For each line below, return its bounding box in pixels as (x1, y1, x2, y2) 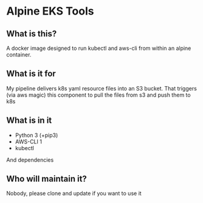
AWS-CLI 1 (15, 138, 43, 145)
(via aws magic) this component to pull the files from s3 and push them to (6, 91, 191, 98)
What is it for (6, 69, 56, 79)
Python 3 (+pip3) (15, 131, 58, 139)
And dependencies (6, 156, 54, 163)
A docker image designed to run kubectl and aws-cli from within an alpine (6, 44, 191, 52)
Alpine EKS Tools (6, 4, 94, 18)
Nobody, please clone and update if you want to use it (6, 190, 142, 197)
